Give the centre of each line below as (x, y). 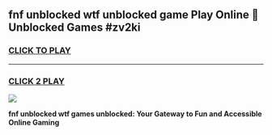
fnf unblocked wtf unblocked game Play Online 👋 (134, 15)
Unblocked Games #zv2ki (74, 28)
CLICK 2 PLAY (36, 81)
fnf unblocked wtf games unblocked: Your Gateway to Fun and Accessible (135, 113)
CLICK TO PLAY (40, 51)
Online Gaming (34, 122)
